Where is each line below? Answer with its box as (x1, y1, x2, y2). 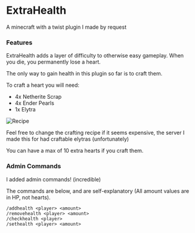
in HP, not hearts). (6, 193, 51, 201)
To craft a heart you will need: (6, 81, 79, 89)
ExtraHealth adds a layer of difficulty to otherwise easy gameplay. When (6, 52, 184, 59)
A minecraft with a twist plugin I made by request (6, 23, 127, 31)
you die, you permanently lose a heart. (6, 58, 101, 66)
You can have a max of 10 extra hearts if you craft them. (6, 147, 144, 155)
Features (6, 38, 33, 47)
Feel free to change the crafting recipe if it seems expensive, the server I (6, 129, 185, 137)
